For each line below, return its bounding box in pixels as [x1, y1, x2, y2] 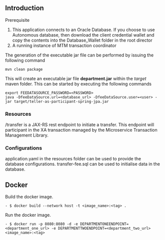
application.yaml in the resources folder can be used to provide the [5, 156, 141, 162]
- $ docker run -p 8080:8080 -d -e [5, 222, 78, 227]
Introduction [5, 4, 44, 12]
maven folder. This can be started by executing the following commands [5, 81, 152, 87]
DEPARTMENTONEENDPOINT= [80, 222, 129, 227]
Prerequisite [5, 17, 30, 23]
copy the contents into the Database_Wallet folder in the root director [12, 37, 153, 43]
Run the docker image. [5, 212, 51, 218]
